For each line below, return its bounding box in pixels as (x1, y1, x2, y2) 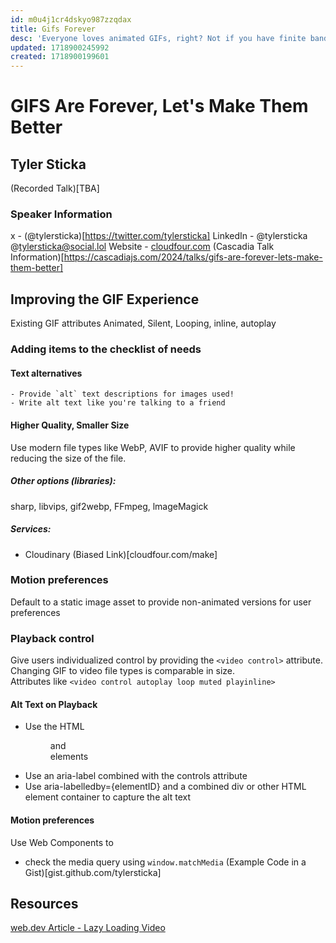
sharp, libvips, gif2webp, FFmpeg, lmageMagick (10, 500, 209, 512)
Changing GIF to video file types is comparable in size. (10, 665, 236, 677)
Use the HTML (24, 721, 85, 733)
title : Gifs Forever (10, 24, 97, 34)
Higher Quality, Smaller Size (10, 419, 130, 431)
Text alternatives (10, 367, 83, 379)
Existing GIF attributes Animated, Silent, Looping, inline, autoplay (10, 317, 277, 330)
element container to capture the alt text (24, 791, 191, 803)
